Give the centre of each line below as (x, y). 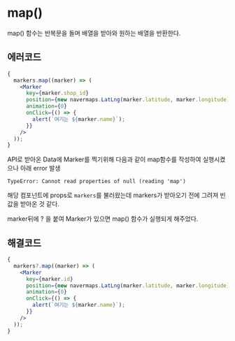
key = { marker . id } (49, 279)
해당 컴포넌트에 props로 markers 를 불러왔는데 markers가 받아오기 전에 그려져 (113, 195)
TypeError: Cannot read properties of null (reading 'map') (97, 182)
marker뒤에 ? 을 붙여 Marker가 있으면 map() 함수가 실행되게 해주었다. (103, 219)
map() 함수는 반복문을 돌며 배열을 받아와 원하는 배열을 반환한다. (94, 33)
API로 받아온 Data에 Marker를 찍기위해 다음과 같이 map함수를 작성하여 (104, 159)
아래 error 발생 (40, 168)
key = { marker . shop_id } (57, 93)
